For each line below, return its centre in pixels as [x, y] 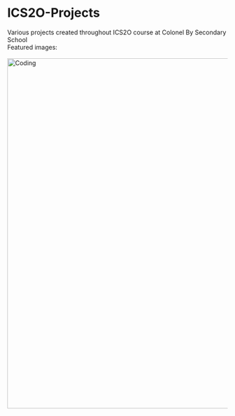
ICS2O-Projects [54, 13]
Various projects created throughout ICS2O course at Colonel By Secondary [117, 32]
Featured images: [33, 47]
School [17, 39]
